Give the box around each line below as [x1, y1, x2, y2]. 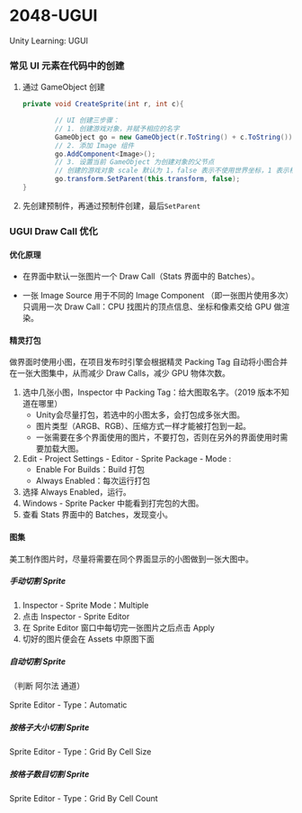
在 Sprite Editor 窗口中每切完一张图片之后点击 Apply [22, 623, 216, 634]
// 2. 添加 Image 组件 [55, 141, 135, 150]
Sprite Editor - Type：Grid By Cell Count [9, 793, 159, 804]
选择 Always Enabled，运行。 [22, 487, 132, 498]
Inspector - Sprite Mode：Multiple [22, 600, 149, 611]
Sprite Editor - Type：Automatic [9, 699, 128, 710]
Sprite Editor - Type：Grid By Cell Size [9, 746, 152, 757]
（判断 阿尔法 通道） [9, 681, 85, 691]
